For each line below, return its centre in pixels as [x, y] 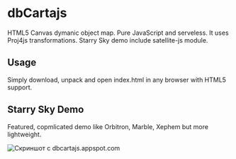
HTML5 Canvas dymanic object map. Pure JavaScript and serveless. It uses [118, 33]
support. [20, 87]
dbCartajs [37, 13]
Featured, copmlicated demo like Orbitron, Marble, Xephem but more [108, 126]
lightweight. [24, 134]
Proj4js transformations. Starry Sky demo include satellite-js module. [108, 40]
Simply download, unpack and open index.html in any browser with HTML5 [117, 79]
